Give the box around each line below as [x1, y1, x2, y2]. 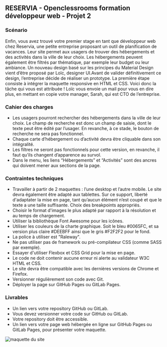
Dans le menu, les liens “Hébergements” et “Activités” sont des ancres [12, 157, 157, 163]
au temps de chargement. [12, 213, 66, 219]
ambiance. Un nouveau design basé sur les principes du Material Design [5, 64, 154, 70]
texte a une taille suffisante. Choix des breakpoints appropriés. [12, 202, 141, 208]
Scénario [5, 27, 27, 34]
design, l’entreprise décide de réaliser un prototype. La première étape [5, 75, 150, 81]
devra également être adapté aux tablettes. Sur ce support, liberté [12, 191, 148, 197]
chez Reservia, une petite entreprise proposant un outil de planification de [5, 43, 157, 49]
